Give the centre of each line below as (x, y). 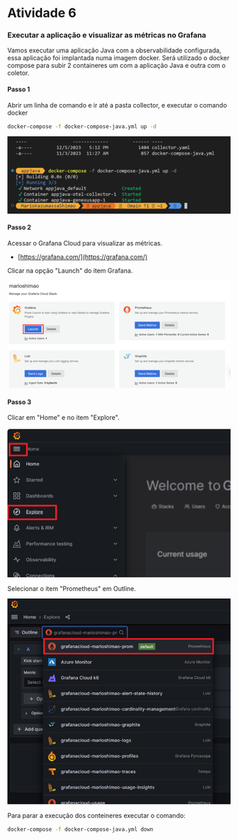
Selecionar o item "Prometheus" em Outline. (72, 588)
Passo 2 (19, 227)
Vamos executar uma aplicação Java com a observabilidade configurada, (114, 50)
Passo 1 (19, 89)
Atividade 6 (42, 13)
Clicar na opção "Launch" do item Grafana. (70, 270)
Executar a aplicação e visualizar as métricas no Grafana (107, 35)
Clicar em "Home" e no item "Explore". (63, 418)
